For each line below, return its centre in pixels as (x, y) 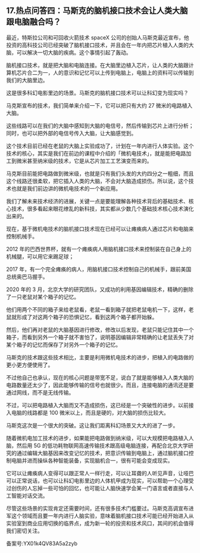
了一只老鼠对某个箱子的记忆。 (43, 297)
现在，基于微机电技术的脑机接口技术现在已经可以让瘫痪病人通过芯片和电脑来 (100, 228)
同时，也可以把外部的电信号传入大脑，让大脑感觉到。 (71, 133)
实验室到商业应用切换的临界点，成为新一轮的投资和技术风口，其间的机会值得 (100, 523)
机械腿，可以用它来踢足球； (40, 256)
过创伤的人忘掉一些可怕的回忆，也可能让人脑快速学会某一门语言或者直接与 (97, 488)
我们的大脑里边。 (27, 80)
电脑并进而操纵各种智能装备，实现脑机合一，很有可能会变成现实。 (92, 460)
